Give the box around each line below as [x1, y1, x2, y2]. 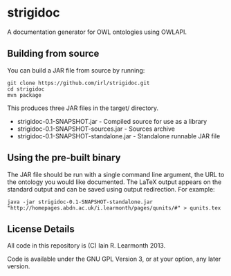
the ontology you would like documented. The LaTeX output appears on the [7, 178, 222, 186]
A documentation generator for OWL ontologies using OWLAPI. [7, 28, 187, 36]
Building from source [7, 48, 100, 59]
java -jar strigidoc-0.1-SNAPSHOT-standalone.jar [7, 199, 154, 205]
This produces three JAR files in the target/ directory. [7, 104, 159, 112]
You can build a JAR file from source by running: [7, 66, 145, 74]
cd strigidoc [7, 85, 45, 93]
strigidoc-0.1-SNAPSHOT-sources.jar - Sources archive [17, 125, 175, 133]
